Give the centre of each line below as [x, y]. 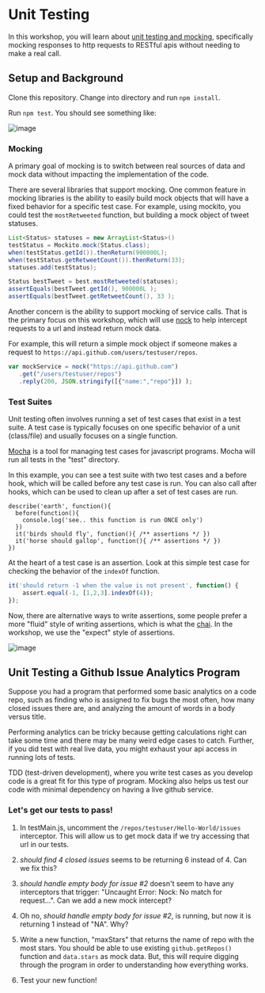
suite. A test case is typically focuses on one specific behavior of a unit [124, 427]
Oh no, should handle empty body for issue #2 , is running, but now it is [135, 915]
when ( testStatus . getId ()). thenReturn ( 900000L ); [88, 252]
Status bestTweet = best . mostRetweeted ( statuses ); [93, 282]
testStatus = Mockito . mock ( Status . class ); [79, 245]
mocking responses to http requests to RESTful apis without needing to [124, 44]
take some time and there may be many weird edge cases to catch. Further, [131, 741]
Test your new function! [58, 980]
